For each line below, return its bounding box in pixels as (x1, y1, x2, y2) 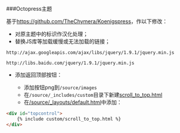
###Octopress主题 (6, 5, 52, 12)
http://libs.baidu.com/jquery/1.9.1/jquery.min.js (6, 60, 135, 66)
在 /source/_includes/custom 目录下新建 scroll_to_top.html (23, 91, 163, 98)
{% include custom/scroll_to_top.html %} (17, 116, 121, 122)
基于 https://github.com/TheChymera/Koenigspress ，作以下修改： (6, 18, 168, 25)
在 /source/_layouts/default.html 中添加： (23, 99, 122, 106)
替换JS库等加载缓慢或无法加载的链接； (14, 38, 110, 45)
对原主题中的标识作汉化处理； (14, 30, 88, 37)
